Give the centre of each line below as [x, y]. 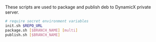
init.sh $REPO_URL [24, 26]
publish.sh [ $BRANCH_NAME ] [33, 35]
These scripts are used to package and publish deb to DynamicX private [78, 7]
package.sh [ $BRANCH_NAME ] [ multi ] [41, 30]
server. [12, 12]
